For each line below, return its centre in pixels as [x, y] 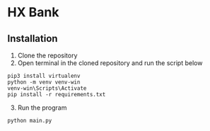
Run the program [42, 108]
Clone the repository [47, 55]
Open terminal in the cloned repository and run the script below [110, 63]
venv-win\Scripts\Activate [47, 89]
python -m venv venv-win [44, 82]
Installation [33, 39]
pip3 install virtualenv [44, 76]
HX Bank [33, 12]
